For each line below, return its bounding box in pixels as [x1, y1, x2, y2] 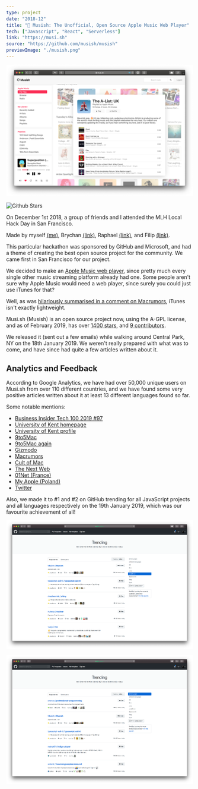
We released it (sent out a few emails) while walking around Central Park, [6, 334, 185, 341]
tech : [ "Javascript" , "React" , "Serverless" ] [6, 29, 120, 34]
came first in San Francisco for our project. [6, 256, 111, 263]
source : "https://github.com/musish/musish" [6, 41, 118, 47]
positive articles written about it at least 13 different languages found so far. [6, 392, 190, 399]
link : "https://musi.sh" [6, 34, 68, 41]
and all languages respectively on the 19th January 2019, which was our [6, 502, 182, 510]
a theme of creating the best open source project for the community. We [6, 250, 183, 257]
